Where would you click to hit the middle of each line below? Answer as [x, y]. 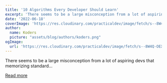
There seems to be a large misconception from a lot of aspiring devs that [80, 60]
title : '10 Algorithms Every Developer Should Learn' [62, 10]
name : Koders [23, 33]
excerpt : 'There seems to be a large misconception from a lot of [75, 14]
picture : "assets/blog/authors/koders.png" [55, 38]
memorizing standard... [29, 66]
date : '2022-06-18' [25, 19]
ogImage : [14, 42]
